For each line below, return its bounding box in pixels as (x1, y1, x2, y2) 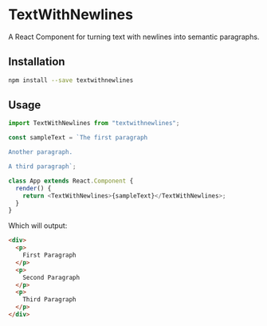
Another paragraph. (8, 148, 73, 156)
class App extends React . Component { (8, 177, 134, 185)
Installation (8, 55, 65, 69)
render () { (15, 184, 52, 192)
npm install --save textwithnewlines (8, 76, 134, 84)
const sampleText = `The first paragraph (8, 134, 148, 142)
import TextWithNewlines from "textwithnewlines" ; (8, 120, 180, 128)
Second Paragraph (22, 273, 80, 281)
